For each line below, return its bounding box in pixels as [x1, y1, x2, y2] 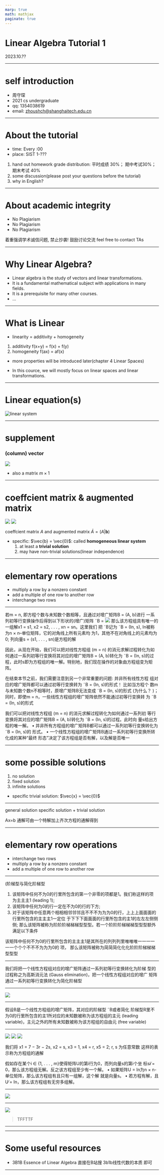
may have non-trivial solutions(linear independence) [19, 549, 124, 554]
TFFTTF [17, 1116, 33, 1123]
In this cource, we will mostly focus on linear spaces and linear [12, 368, 139, 373]
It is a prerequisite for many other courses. [12, 291, 98, 297]
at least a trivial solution [19, 544, 69, 550]
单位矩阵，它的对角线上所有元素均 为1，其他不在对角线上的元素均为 [21, 630, 158, 636]
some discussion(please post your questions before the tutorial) [12, 173, 141, 179]
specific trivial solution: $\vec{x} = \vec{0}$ [12, 793, 101, 799]
